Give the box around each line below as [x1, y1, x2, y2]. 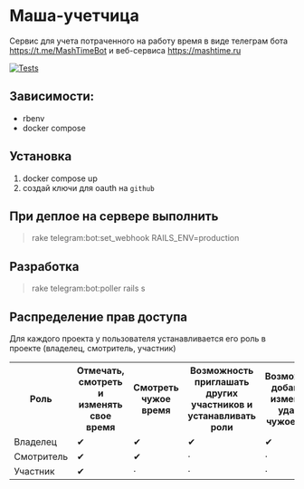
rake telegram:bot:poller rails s [31, 283, 146, 294]
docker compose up [22, 173, 98, 184]
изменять [78, 398, 123, 410]
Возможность [189, 364, 254, 377]
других [205, 387, 238, 399]
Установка [9, 149, 72, 164]
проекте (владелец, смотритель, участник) [9, 343, 176, 353]
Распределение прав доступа [9, 309, 188, 324]
